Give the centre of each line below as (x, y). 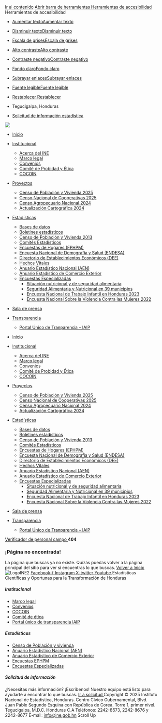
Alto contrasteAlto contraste (40, 50)
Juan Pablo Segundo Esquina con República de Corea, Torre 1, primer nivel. (80, 705)
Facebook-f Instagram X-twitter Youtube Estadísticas (83, 573)
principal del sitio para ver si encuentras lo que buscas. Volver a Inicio (75, 568)
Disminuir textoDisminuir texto (42, 31)
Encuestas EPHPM (30, 661)
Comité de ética (28, 617)
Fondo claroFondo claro (36, 69)
